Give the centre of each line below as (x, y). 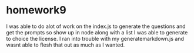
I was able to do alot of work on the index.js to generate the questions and (96, 26)
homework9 (36, 10)
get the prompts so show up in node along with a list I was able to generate (97, 32)
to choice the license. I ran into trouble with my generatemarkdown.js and (95, 38)
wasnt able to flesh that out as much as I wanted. (66, 45)
